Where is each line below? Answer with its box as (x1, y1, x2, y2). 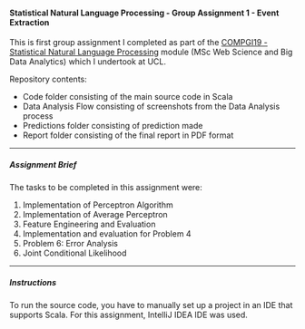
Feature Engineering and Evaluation (22, 218, 156, 230)
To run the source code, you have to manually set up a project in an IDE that (9, 300, 293, 311)
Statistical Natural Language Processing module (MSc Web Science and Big (9, 46, 293, 58)
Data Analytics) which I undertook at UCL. (9, 56, 166, 67)
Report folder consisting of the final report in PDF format (22, 130, 234, 140)
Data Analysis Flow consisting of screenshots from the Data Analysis (22, 101, 280, 112)
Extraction (9, 16, 50, 27)
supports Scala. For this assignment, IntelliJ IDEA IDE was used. (9, 309, 248, 321)
